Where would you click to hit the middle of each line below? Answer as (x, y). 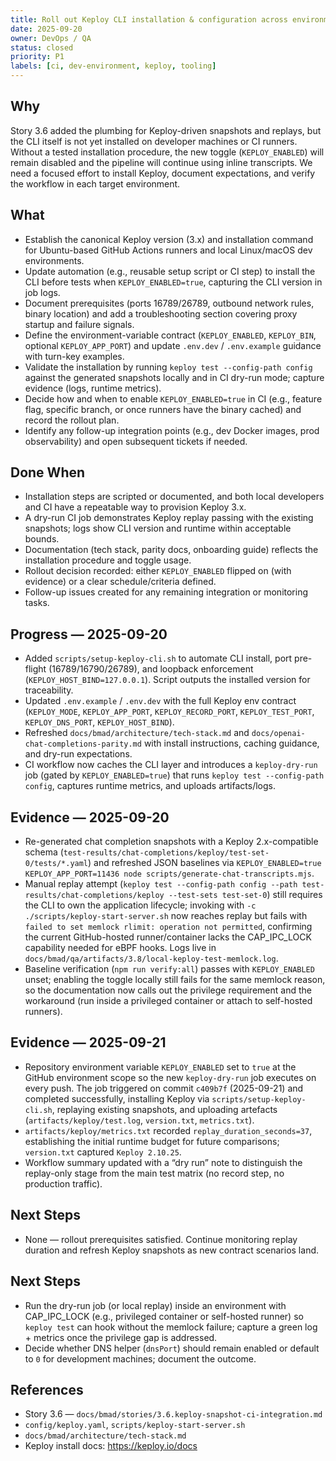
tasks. (37, 603)
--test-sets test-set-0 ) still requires (245, 895)
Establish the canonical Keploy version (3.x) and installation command (169, 239)
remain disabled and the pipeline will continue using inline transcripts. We (161, 162)
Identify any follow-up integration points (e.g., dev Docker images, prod (172, 430)
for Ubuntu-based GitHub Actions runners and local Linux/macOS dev (168, 250)
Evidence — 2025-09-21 (88, 1042)
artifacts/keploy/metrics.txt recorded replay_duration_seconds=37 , (168, 1130)
